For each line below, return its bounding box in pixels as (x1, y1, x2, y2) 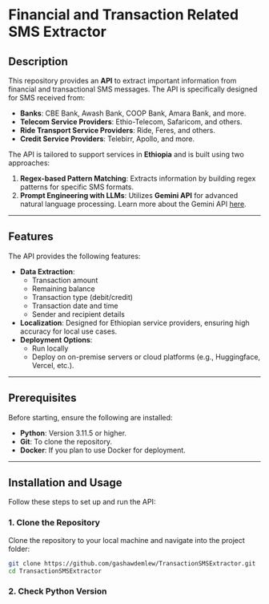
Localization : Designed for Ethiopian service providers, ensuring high (19, 318, 250, 327)
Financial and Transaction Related (8, 6, 239, 24)
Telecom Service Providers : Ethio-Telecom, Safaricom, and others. (19, 117, 243, 126)
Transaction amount (31, 275, 98, 285)
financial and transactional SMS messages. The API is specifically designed (8, 84, 258, 94)
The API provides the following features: (8, 251, 141, 261)
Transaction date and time (31, 301, 118, 310)
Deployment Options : (19, 334, 93, 344)
